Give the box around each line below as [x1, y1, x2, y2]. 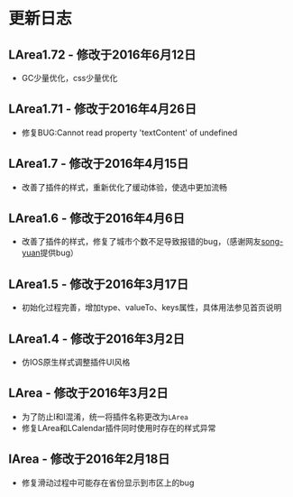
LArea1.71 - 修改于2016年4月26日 [8, 101, 197, 117]
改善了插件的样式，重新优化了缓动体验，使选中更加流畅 [21, 181, 227, 192]
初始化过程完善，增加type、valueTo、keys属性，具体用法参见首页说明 [21, 302, 282, 313]
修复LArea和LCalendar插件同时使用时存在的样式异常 [21, 422, 216, 433]
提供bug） [40, 247, 78, 258]
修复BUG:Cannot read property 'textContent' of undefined [21, 127, 238, 138]
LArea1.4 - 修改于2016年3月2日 [8, 331, 186, 346]
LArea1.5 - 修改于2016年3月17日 [8, 276, 189, 291]
